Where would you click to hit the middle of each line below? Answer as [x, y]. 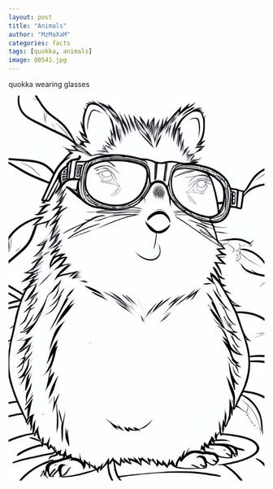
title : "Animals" [38, 26]
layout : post [30, 17]
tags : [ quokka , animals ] [50, 52]
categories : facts [39, 43]
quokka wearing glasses [49, 84]
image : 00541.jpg [38, 60]
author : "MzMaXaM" [39, 34]
